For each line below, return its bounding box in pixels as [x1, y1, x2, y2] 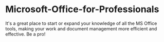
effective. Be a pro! [5, 31, 46, 37]
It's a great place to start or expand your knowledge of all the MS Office [5, 20, 157, 26]
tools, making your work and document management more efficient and [5, 25, 157, 31]
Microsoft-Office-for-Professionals [5, 4, 159, 15]
